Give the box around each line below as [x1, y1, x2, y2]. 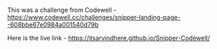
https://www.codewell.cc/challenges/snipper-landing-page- [7, 13, 181, 21]
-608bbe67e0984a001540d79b [7, 21, 99, 28]
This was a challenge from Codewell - [7, 6, 117, 14]
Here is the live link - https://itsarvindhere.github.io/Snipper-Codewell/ [7, 34, 210, 42]
